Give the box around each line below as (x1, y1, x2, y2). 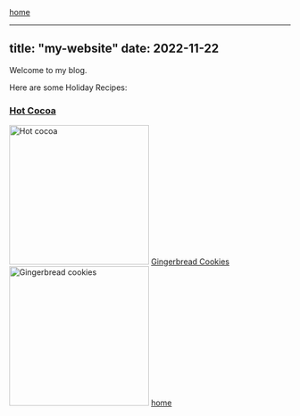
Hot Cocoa (9, 104, 56, 117)
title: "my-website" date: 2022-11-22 (9, 41, 220, 56)
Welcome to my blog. (9, 64, 87, 75)
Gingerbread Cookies (150, 256, 230, 267)
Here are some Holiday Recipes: (9, 82, 128, 93)
